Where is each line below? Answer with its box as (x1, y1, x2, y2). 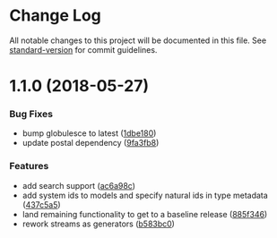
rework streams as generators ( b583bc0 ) (22, 218, 175, 229)
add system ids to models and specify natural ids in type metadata (22, 190, 269, 200)
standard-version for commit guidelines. (9, 44, 158, 55)
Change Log (9, 5, 101, 26)
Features (9, 160, 49, 173)
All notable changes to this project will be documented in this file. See (9, 35, 267, 46)
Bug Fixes (9, 108, 54, 121)
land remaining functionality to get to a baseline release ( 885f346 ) (22, 208, 268, 219)
